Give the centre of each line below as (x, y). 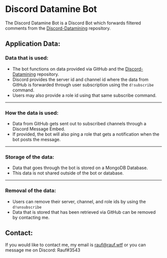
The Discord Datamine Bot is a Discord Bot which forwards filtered (73, 23)
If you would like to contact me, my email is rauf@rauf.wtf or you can (76, 245)
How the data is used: (32, 113)
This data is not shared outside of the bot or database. (68, 173)
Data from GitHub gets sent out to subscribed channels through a (79, 123)
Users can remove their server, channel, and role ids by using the (79, 201)
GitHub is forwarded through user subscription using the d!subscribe (83, 85)
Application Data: (33, 44)
